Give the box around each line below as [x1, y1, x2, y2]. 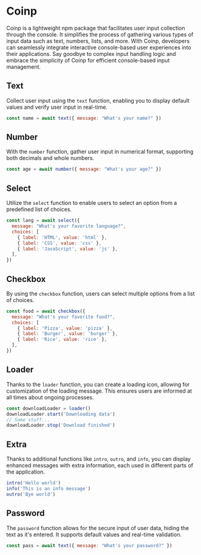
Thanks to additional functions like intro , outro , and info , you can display [6, 455, 191, 463]
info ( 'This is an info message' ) [6, 485, 91, 492]
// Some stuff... [6, 416, 50, 423]
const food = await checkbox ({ [6, 308, 86, 314]
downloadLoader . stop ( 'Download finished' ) [6, 422, 115, 429]
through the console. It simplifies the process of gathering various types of [6, 30, 194, 38]
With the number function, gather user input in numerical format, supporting [6, 148, 194, 156]
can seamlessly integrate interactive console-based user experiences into [6, 44, 191, 51]
